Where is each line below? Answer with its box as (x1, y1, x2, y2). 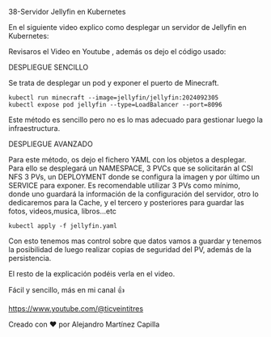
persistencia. (8, 254, 52, 263)
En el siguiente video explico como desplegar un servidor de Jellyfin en (8, 23, 247, 32)
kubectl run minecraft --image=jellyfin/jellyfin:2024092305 (8, 94, 219, 102)
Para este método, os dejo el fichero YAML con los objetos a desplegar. (8, 155, 247, 164)
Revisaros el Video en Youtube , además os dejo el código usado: (8, 47, 227, 56)
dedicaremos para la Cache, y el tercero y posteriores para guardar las (8, 198, 244, 207)
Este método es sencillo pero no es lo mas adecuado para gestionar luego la (8, 115, 263, 124)
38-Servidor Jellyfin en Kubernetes (8, 7, 126, 16)
